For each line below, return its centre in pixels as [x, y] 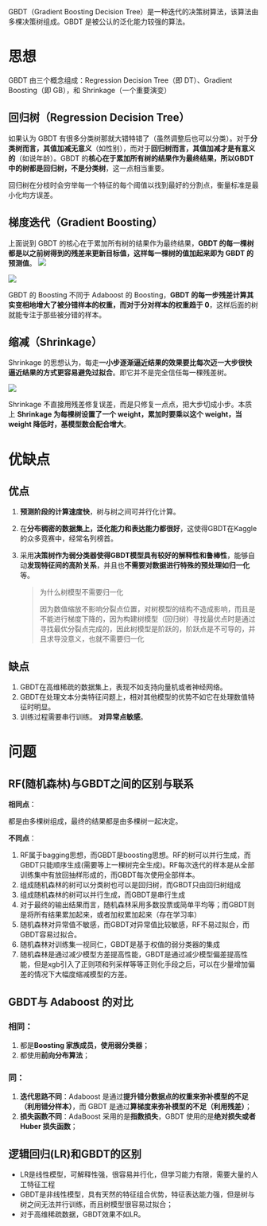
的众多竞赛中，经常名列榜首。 [68, 538]
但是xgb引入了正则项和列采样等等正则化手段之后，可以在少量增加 [141, 964]
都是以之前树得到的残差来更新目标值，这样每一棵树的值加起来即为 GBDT [127, 253]
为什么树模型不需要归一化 [81, 592]
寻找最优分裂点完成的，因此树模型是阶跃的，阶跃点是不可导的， [144, 629]
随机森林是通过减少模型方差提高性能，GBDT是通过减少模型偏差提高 [130, 954]
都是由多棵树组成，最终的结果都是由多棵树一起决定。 [95, 821]
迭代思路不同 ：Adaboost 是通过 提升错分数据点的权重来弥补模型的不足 [134, 1096]
